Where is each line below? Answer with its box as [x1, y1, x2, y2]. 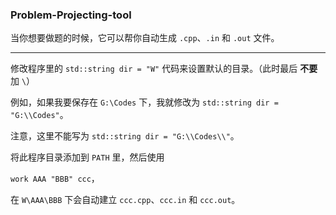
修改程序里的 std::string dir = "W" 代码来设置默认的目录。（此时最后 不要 [10, 63, 318, 75]
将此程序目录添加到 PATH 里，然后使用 [10, 151, 165, 163]
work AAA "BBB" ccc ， [10, 173, 100, 185]
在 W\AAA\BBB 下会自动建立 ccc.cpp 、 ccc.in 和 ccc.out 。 [10, 194, 241, 206]
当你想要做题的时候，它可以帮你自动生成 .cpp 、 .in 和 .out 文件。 [10, 32, 280, 44]
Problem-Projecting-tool [10, 8, 132, 22]
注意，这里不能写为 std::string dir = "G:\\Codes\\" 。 [10, 130, 240, 142]
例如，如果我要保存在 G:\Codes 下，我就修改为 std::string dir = [10, 96, 279, 108]
